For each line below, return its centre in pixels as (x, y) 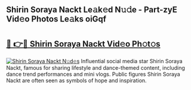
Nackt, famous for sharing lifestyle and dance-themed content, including (95, 68)
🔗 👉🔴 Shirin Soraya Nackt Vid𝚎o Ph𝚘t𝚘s (83, 44)
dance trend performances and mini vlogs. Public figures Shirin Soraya (93, 74)
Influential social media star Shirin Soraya (132, 61)
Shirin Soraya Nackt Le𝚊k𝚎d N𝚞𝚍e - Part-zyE (92, 10)
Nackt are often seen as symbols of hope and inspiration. (77, 80)
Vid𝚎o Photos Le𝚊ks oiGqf (56, 19)
